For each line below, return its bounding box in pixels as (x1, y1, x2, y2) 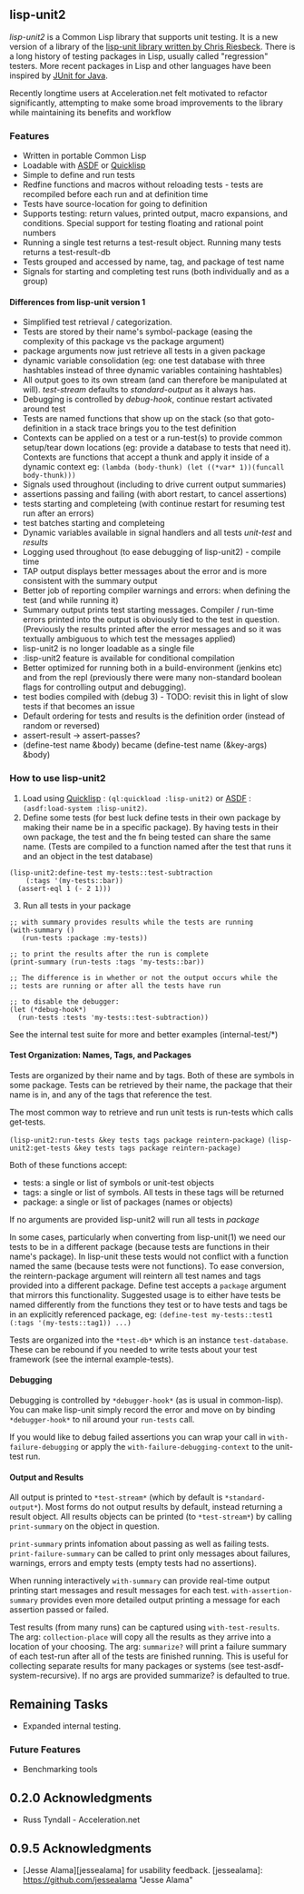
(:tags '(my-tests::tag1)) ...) (9, 1318, 132, 1327)
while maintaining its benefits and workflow (9, 106, 172, 117)
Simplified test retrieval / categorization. (22, 317, 172, 328)
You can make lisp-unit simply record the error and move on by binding (9, 1404, 276, 1415)
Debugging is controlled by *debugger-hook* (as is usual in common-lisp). (9, 1394, 284, 1406)
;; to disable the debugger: (9, 997, 120, 1006)
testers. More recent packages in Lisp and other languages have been (9, 60, 271, 71)
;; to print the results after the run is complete (9, 949, 209, 958)
